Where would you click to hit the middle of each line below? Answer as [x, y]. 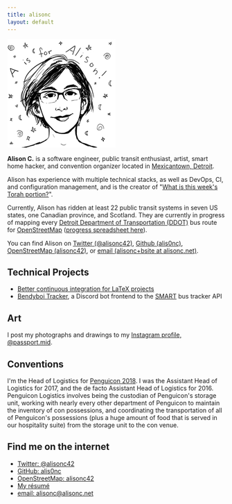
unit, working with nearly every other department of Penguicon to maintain [114, 403]
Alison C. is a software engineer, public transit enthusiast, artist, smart [108, 158]
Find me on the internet [58, 447]
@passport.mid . [30, 342]
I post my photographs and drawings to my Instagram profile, [95, 335]
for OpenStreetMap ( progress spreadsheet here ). [77, 230]
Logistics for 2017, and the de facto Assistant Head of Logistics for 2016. [110, 388]
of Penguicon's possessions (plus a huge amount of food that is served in [113, 417]
